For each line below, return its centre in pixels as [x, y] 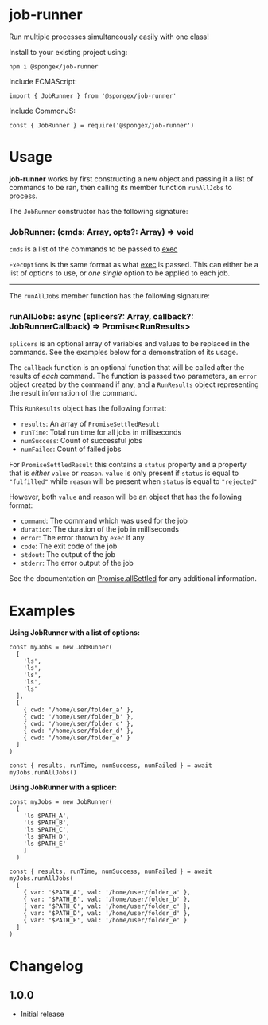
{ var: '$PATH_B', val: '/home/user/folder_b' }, [107, 900]
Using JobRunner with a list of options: [74, 633]
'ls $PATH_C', [47, 830]
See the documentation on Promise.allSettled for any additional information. [133, 579]
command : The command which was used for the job [104, 521]
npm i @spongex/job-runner [54, 66]
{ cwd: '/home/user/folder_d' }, [79, 731]
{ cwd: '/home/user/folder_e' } [77, 738]
